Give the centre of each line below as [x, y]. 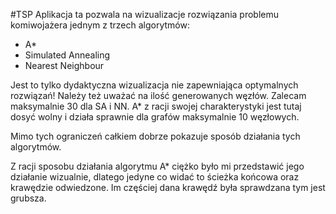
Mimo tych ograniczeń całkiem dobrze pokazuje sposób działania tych [155, 136]
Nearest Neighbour [64, 65]
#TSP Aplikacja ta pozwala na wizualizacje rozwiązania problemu [145, 14]
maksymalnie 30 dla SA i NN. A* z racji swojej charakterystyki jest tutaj [156, 106]
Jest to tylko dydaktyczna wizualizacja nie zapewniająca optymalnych [154, 85]
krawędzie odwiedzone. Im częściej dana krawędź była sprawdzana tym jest [168, 187]
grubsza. [28, 198]
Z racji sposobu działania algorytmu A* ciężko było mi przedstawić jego [157, 166]
